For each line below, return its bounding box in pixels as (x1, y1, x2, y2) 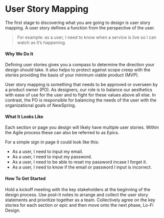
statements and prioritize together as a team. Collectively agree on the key (5, 197, 156, 203)
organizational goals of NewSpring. (5, 102, 76, 108)
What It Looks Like (5, 114, 44, 120)
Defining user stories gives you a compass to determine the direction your (5, 62, 155, 68)
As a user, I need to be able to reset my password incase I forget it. (12, 159, 147, 165)
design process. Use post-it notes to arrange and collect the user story (5, 192, 148, 197)
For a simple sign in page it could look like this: (5, 139, 99, 145)
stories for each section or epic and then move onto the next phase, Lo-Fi (5, 202, 154, 208)
